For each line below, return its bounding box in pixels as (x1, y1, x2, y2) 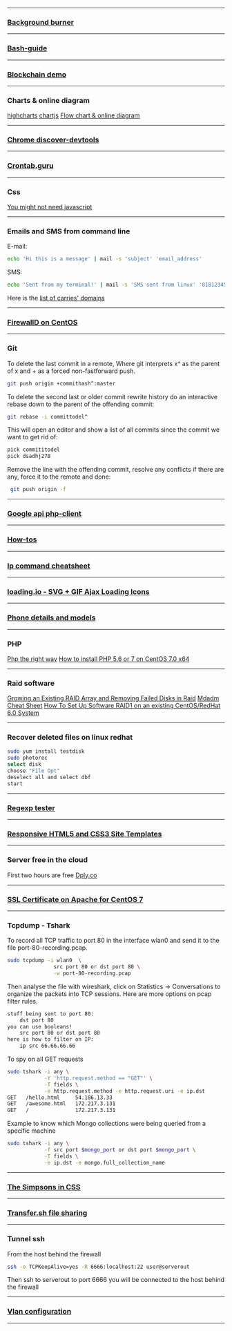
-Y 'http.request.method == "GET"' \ (43, 1075, 153, 1082)
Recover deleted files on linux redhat (7, 733, 133, 743)
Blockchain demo (7, 70, 67, 79)
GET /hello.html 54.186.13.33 (7, 1094, 113, 1101)
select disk (7, 761, 41, 768)
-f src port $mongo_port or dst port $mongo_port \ (43, 1147, 196, 1153)
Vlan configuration (7, 1307, 72, 1316)
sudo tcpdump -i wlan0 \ (7, 957, 81, 964)
